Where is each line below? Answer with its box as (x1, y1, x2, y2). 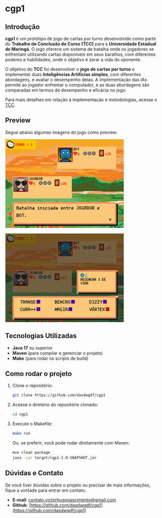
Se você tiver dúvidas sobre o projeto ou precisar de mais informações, (5, 482, 151, 488)
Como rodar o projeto (5, 370, 72, 378)
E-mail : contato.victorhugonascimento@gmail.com (12, 497, 116, 503)
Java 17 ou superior (12, 345, 53, 351)
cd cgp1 (12, 412, 28, 417)
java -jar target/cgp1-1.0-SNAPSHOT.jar (12, 455, 97, 460)
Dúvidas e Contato (5, 469, 64, 478)
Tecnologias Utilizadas (5, 332, 77, 340)
